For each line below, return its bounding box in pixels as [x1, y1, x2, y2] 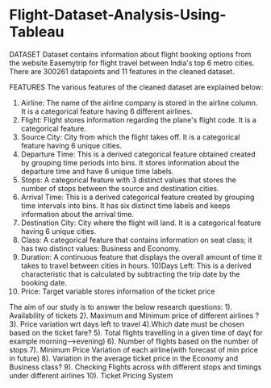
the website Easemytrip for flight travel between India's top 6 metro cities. [9, 58, 255, 68]
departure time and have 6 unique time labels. [20, 166, 174, 176]
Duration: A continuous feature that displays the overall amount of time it [20, 252, 263, 261]
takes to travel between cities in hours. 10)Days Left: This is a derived [20, 261, 252, 270]
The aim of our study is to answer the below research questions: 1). [9, 302, 233, 311]
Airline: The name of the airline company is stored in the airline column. [20, 98, 258, 107]
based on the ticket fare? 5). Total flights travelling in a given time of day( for [9, 328, 263, 337]
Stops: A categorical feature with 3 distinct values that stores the [20, 175, 236, 185]
